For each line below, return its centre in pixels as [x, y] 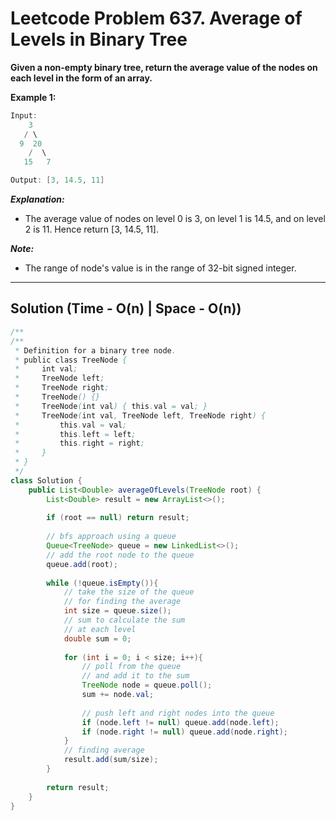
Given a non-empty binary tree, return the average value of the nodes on [164, 67]
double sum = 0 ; [97, 638]
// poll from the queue [131, 667]
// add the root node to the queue [120, 555]
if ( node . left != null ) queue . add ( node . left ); [180, 722]
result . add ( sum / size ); [111, 760]
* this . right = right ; [79, 443]
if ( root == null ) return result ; [118, 518]
